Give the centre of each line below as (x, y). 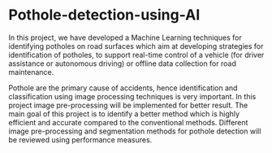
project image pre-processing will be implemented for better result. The (128, 105)
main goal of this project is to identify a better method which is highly (124, 114)
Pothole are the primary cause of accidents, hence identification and (123, 88)
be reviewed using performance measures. (80, 139)
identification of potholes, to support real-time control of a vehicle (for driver (136, 55)
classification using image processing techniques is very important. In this (132, 96)
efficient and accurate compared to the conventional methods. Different (128, 122)
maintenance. (31, 72)
